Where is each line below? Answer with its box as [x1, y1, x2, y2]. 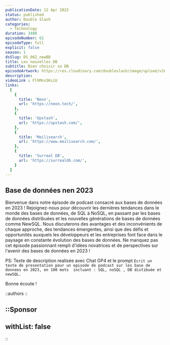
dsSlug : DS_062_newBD [5, 54, 51, 60]
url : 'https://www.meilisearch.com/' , [18, 139, 101, 144]
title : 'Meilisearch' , [18, 135, 67, 140]
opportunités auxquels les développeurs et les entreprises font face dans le [5, 232, 163, 238]
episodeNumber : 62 [5, 36, 44, 41]
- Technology [10, 26, 37, 31]
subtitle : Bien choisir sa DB [5, 64, 69, 69]
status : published [5, 12, 44, 17]
